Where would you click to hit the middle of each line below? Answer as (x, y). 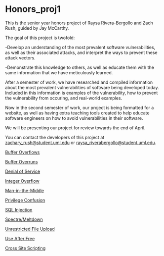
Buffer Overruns (21, 161)
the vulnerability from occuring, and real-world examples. (64, 98)
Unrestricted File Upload (30, 229)
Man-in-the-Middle (25, 190)
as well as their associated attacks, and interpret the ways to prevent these (81, 52)
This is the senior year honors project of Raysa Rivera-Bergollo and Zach (79, 23)
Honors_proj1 (33, 9)
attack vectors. (20, 57)
